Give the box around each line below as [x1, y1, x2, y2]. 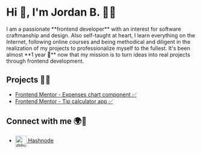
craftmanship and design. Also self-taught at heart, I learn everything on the [6, 31, 196, 39]
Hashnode [28, 137, 54, 144]
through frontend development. [6, 57, 85, 64]
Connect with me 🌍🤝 [6, 116, 88, 126]
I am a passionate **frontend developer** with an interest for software [6, 25, 181, 33]
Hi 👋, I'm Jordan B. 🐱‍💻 [6, 5, 116, 19]
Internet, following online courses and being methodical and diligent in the [6, 38, 191, 45]
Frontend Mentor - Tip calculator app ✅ [14, 98, 113, 105]
